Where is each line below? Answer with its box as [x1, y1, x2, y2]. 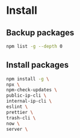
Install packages [6, 60, 69, 70]
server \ [6, 126, 28, 132]
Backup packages [6, 28, 75, 38]
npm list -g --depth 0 [6, 43, 63, 49]
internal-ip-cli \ [6, 98, 52, 104]
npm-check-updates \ [6, 87, 58, 93]
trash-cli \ [6, 115, 36, 121]
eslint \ [6, 104, 28, 110]
